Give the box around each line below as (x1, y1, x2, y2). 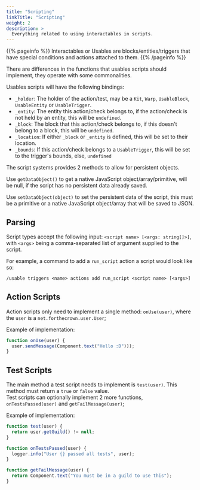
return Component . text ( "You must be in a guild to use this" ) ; (11, 473, 172, 479)
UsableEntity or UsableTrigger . (14, 101, 92, 108)
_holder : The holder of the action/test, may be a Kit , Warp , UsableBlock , (14, 95, 190, 102)
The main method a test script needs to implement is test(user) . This (6, 381, 177, 388)
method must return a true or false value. (6, 388, 109, 395)
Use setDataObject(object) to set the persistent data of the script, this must (6, 193, 193, 201)
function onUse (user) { (6, 337, 66, 343)
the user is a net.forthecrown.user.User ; (6, 314, 106, 321)
